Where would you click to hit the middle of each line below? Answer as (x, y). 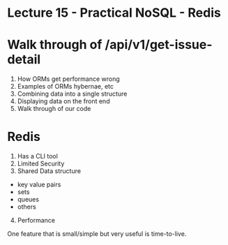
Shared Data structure (49, 171)
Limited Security (41, 164)
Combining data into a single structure (72, 94)
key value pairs (39, 185)
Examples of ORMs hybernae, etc (65, 87)
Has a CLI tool (37, 156)
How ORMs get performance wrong (68, 79)
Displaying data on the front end (63, 101)
